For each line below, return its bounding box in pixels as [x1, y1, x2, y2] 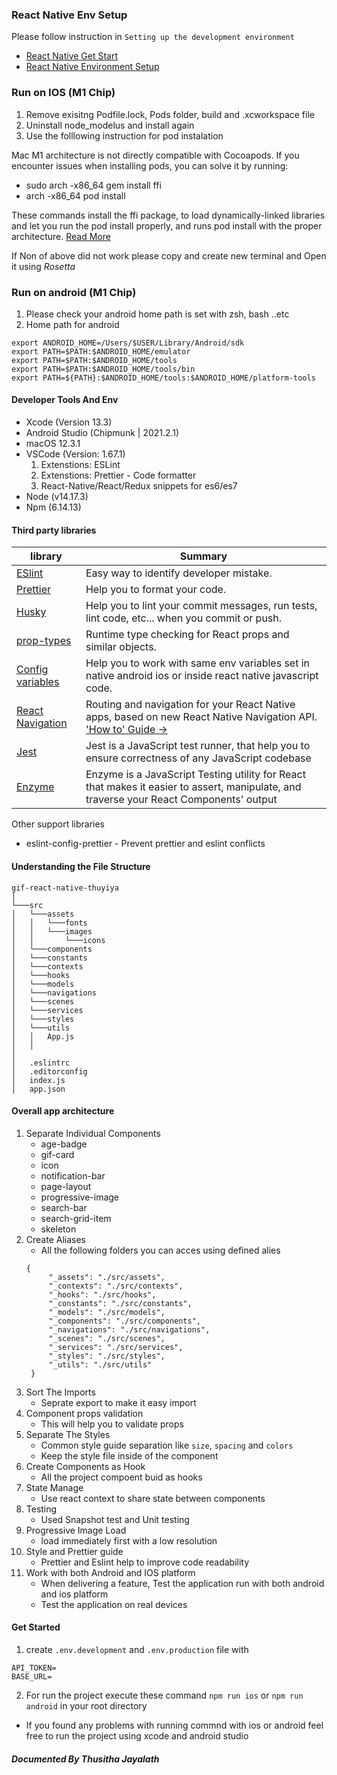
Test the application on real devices [40, 1598, 188, 1610]
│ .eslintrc [11, 1058, 71, 1068]
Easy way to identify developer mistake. [85, 566, 273, 580]
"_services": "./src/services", [48, 1342, 184, 1352]
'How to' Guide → [85, 723, 168, 737]
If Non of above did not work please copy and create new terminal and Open [11, 249, 327, 262]
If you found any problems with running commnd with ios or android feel [25, 1719, 324, 1731]
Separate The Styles [25, 1428, 111, 1440]
